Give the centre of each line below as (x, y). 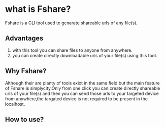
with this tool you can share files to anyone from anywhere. (72, 50)
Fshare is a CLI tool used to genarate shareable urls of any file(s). (71, 23)
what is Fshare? (38, 9)
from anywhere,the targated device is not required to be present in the (76, 99)
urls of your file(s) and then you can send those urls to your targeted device (82, 93)
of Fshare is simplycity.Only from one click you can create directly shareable (82, 88)
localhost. (15, 104)
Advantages (24, 38)
